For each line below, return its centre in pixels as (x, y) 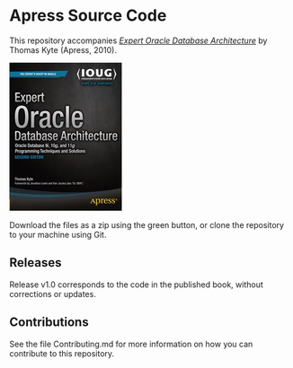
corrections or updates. (53, 294)
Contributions (49, 323)
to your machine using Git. (58, 234)
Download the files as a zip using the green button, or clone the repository (147, 224)
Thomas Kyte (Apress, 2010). (63, 49)
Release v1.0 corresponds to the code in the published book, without (136, 285)
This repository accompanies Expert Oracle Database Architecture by (138, 40)
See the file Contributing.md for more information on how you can (131, 344)
